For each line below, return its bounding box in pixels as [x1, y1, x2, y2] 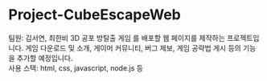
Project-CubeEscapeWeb [8, 6, 181, 24]
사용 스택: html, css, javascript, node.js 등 [8, 63, 143, 73]
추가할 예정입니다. [16, 53, 73, 63]
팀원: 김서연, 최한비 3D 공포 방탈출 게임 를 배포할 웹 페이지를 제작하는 [8, 33, 225, 43]
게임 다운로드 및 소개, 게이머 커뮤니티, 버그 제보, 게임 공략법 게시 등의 [25, 43, 241, 53]
